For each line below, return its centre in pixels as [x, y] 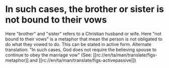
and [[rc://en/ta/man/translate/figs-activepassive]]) [83, 60]
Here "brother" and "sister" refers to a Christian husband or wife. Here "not [83, 33]
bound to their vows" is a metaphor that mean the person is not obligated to [84, 39]
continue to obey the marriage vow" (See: [49, 55]
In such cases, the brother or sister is [84, 9]
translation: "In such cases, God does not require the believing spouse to [81, 49]
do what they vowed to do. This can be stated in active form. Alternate [78, 44]
